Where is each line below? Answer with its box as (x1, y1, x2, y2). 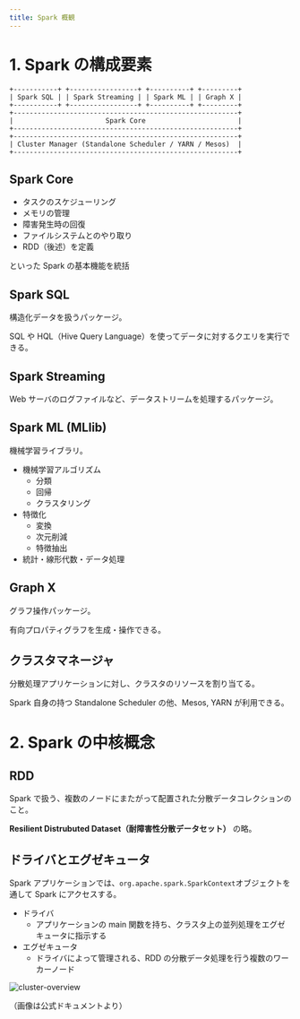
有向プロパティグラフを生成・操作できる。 (9, 624, 166, 635)
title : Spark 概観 (9, 13, 75, 22)
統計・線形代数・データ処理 (21, 553, 125, 565)
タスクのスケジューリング (21, 196, 116, 207)
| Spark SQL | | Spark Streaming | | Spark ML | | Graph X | (9, 92, 243, 101)
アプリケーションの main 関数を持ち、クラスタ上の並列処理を (35, 920, 262, 930)
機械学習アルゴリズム (21, 463, 101, 475)
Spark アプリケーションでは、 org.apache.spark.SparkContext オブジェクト (9, 877, 283, 888)
